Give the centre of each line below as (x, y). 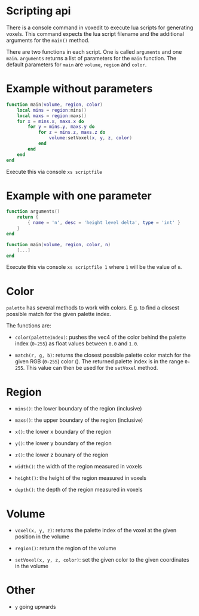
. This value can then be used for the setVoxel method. (91, 368)
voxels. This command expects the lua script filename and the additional (95, 33)
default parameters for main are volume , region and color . (76, 65)
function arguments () (33, 212)
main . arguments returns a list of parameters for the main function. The (91, 58)
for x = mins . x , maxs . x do (50, 121)
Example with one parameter (79, 196)
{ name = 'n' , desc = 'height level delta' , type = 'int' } (104, 223)
